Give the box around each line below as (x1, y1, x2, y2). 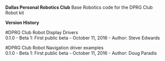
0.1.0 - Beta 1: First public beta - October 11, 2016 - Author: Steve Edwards (5, 35, 160, 41)
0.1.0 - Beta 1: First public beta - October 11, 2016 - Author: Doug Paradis (5, 50, 157, 56)
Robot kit (5, 10, 24, 16)
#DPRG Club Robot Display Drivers (5, 29, 78, 35)
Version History (5, 20, 39, 25)
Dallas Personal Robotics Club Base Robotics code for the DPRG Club (5, 5, 153, 10)
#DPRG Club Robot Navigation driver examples (5, 45, 104, 50)
